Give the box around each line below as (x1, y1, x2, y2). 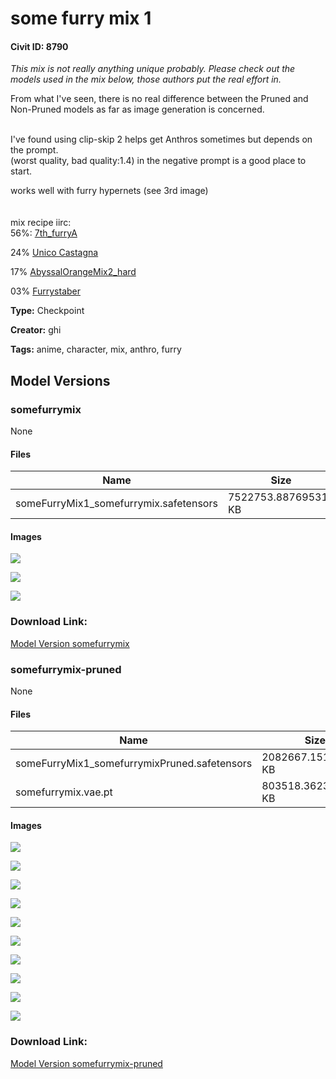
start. (10, 165, 33, 177)
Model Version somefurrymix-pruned (10, 1057, 163, 1069)
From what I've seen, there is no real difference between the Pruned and (10, 93, 309, 105)
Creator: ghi (10, 324, 62, 336)
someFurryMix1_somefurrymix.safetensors (15, 497, 218, 511)
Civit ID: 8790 (10, 40, 69, 52)
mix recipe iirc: (10, 217, 72, 229)
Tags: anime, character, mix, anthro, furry (10, 343, 182, 356)
